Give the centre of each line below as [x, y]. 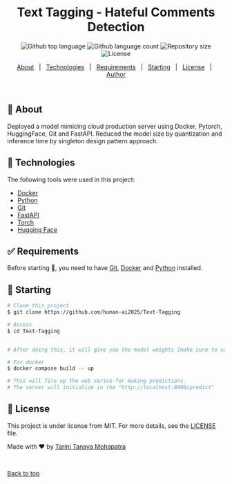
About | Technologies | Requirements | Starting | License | [114, 66]
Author [116, 74]
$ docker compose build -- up [51, 368]
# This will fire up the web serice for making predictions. [97, 381]
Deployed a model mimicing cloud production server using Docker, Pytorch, [115, 126]
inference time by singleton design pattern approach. [83, 141]
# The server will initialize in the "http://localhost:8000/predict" [111, 388]
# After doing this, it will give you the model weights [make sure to [112, 350]
